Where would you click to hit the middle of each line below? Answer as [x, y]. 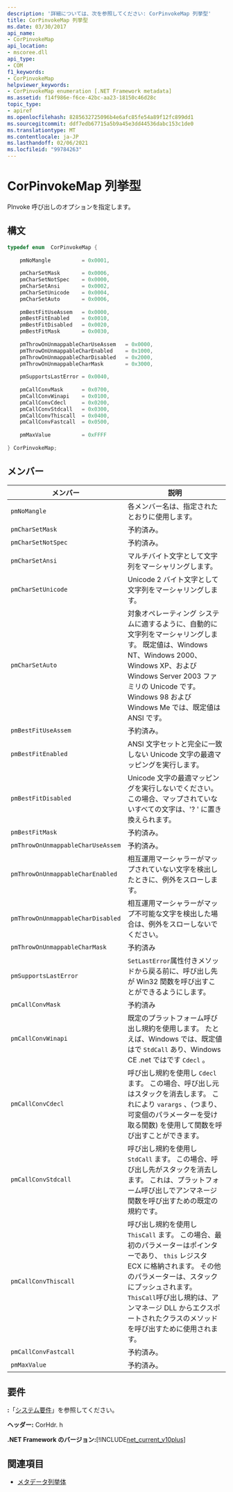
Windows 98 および [159, 697]
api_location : [28, 46]
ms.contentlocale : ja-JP [43, 136]
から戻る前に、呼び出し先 [176, 971]
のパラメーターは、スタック [173, 1276]
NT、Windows [151, 655]
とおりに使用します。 [162, 517]
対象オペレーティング [162, 613]
